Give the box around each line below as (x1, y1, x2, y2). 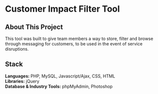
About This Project (5, 23, 63, 31)
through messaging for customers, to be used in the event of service (5, 41, 142, 47)
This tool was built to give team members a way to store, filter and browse (5, 36, 154, 41)
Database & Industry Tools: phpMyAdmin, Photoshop (5, 83, 113, 89)
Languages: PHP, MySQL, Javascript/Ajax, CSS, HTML (5, 73, 115, 79)
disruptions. (5, 46, 29, 52)
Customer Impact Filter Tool (5, 3, 120, 15)
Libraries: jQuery (5, 78, 40, 84)
